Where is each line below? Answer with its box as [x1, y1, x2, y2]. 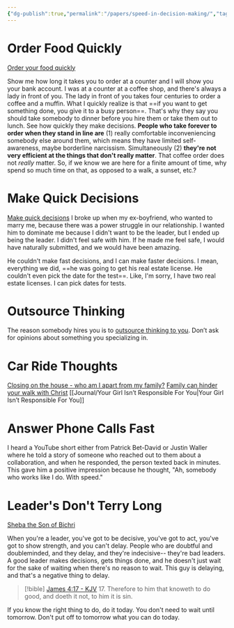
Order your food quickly [7, 63, 76, 72]
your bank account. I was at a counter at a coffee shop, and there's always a [7, 84, 227, 93]
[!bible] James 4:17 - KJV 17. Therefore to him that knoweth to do [24, 585, 211, 593]
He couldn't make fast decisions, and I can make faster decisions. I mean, [7, 256, 219, 265]
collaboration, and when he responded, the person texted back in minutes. [7, 458, 221, 467]
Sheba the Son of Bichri [7, 521, 75, 529]
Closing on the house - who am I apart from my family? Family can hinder [7, 381, 218, 389]
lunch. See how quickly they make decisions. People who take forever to [7, 121, 217, 130]
